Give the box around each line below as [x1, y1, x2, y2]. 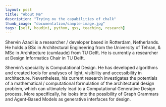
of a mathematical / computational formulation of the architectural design [5, 80, 155, 87]
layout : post [5, 7, 32, 12]
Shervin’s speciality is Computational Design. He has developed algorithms [5, 65, 158, 71]
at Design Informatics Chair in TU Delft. [5, 55, 85, 61]
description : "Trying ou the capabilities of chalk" [5, 16, 116, 21]
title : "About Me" [5, 12, 43, 17]
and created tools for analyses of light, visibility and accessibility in [5, 70, 142, 76]
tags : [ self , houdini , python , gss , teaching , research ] [5, 26, 125, 31]
